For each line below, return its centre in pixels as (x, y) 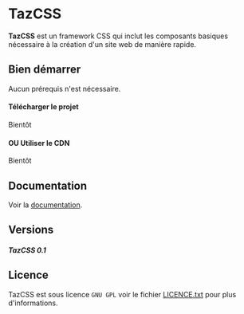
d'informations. (33, 303)
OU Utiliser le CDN (39, 143)
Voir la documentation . (45, 205)
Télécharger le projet (43, 107)
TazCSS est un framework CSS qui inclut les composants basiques (118, 36)
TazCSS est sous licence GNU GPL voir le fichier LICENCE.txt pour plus (122, 294)
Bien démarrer (45, 70)
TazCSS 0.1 (27, 250)
